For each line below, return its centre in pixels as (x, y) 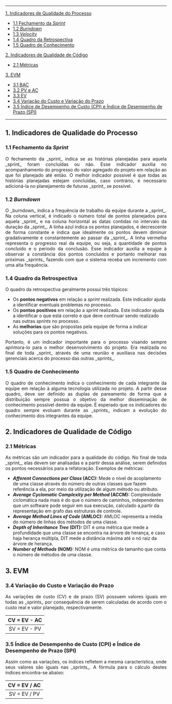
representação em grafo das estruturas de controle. (67, 511)
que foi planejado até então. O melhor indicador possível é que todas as (86, 175)
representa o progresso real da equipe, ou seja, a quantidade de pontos (86, 243)
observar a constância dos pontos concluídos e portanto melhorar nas (86, 254)
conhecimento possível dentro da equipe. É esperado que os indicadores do (86, 405)
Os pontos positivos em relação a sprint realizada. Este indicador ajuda (88, 310)
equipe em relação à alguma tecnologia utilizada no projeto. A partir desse (86, 388)
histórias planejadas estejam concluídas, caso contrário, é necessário (86, 181)
